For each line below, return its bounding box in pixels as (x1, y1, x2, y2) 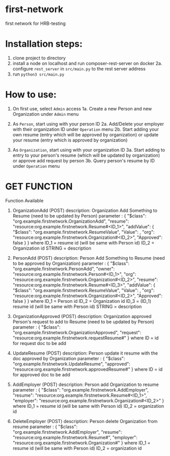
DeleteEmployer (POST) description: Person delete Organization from (12, 418, 158, 424)
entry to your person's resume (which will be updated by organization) (12, 152, 160, 158)
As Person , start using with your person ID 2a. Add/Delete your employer (12, 121, 164, 127)
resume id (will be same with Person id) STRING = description (12, 303, 142, 309)
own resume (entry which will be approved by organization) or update (12, 131, 159, 137)
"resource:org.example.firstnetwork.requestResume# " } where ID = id (12, 335, 159, 341)
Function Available (5, 197, 44, 203)
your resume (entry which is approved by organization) (12, 137, 128, 143)
